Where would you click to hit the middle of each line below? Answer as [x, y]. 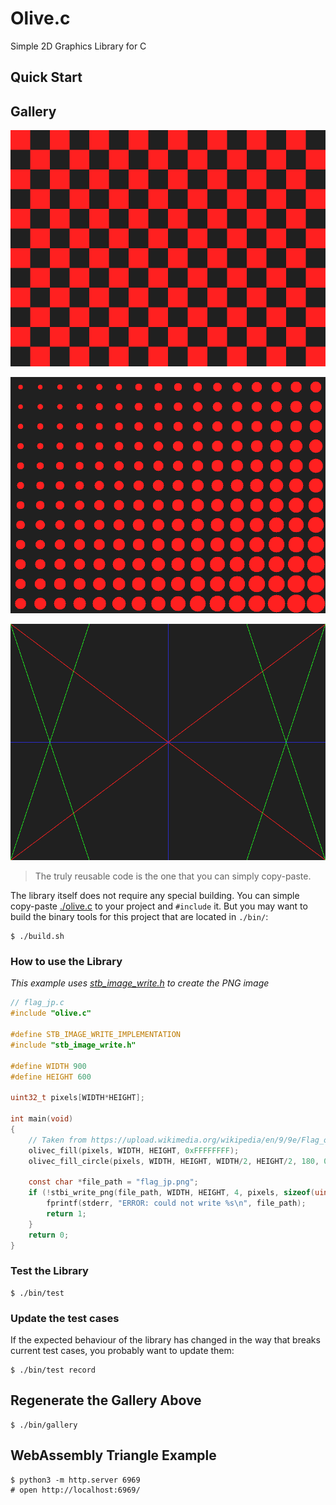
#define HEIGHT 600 [51, 1077]
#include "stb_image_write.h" [73, 1045]
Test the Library [49, 1271]
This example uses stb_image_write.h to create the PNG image [140, 983]
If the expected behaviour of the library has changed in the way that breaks [165, 1340]
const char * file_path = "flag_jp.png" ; [113, 1182]
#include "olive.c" [51, 1013]
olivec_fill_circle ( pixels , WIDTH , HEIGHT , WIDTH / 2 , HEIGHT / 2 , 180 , [174, 1161]
